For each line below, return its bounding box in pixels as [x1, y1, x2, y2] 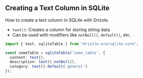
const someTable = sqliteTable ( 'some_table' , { [5, 50, 106, 55]
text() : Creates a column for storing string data [12, 27, 110, 33]
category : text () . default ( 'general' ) [9, 64, 88, 69]
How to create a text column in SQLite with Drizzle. [5, 17, 109, 23]
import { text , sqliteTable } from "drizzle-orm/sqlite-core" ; [5, 41, 139, 46]
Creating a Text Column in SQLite [5, 4, 110, 12]
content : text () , [9, 55, 46, 60]
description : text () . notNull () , [9, 59, 77, 65]
